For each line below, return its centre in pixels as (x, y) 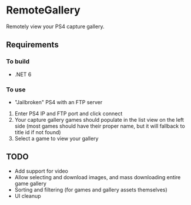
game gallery (31, 183)
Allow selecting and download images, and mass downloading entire (98, 177)
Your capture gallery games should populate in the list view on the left (99, 119)
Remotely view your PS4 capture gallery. (55, 26)
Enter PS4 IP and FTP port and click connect (68, 113)
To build (18, 61)
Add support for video (41, 171)
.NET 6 (23, 74)
